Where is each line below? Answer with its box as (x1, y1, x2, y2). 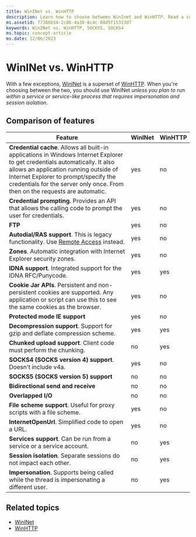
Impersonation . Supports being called (9, 468, 114, 476)
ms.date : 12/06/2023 (6, 36, 57, 42)
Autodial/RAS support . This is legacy (9, 230, 112, 238)
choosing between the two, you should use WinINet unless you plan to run (6, 86, 185, 94)
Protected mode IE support (9, 312, 86, 320)
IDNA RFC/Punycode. (9, 271, 68, 279)
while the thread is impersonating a (9, 476, 106, 484)
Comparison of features (6, 116, 95, 126)
